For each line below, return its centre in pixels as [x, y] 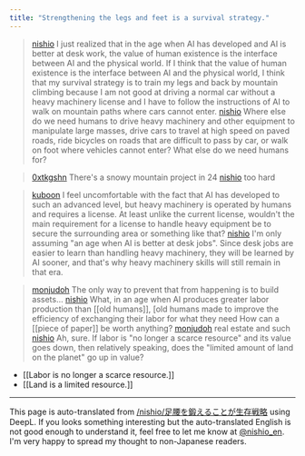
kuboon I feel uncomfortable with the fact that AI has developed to [155, 194]
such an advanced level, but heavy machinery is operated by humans [162, 204]
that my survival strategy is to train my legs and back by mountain [155, 82]
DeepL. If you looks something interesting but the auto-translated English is [150, 421]
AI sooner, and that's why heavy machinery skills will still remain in [156, 262]
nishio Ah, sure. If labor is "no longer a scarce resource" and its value [162, 338]
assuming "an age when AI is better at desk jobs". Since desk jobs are [162, 243]
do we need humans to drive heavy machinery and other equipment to [163, 121]
